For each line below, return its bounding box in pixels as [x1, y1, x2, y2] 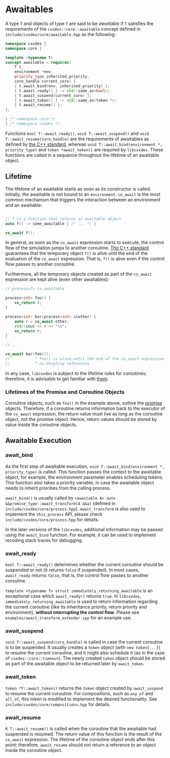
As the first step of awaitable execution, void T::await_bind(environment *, [5, 463, 165, 469]
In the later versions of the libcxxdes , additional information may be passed [5, 526, 163, 532]
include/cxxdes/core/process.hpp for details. [5, 516, 99, 522]
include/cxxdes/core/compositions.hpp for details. [5, 701, 111, 707]
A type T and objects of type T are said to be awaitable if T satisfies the [5, 20, 154, 27]
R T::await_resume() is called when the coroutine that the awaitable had [5, 725, 156, 731]
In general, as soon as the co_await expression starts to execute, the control [5, 240, 164, 246]
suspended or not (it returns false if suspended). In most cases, [5, 567, 140, 573]
